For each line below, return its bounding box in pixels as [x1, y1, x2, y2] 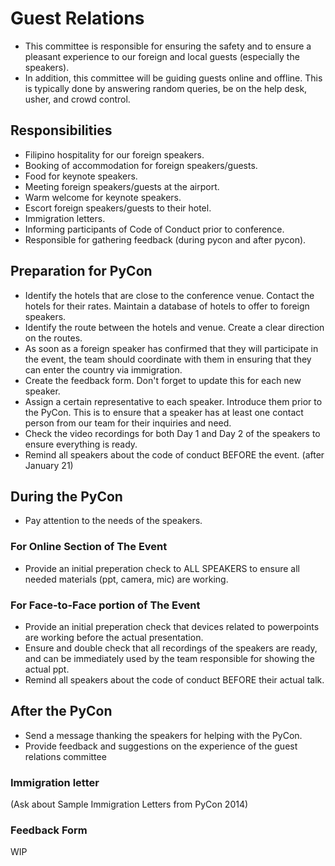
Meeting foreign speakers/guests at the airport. [24, 180, 220, 192]
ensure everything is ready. [24, 438, 138, 450]
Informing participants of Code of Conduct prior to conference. [24, 223, 285, 235]
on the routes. [24, 332, 83, 344]
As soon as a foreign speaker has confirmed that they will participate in [24, 342, 319, 354]
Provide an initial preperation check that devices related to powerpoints [24, 620, 320, 632]
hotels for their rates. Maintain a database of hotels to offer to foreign [24, 300, 310, 312]
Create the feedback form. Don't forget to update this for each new [24, 374, 302, 386]
